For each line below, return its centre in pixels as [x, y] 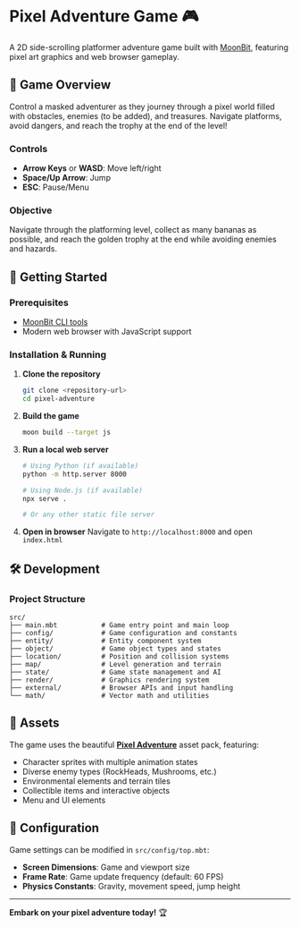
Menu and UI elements [64, 800]
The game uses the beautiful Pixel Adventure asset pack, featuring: [134, 744]
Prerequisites [39, 302]
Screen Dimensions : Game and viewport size [106, 867]
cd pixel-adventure [58, 399]
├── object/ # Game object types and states [115, 649]
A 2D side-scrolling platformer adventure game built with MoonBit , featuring [149, 47]
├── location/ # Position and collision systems [119, 657]
